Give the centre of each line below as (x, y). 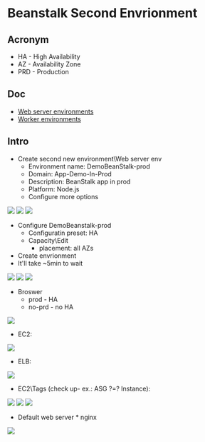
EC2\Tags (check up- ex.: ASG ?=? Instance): (84, 388)
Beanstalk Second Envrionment (102, 13)
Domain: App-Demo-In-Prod (70, 174)
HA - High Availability (49, 56)
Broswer (30, 291)
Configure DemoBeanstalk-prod (64, 225)
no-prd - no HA (51, 307)
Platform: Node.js (54, 189)
